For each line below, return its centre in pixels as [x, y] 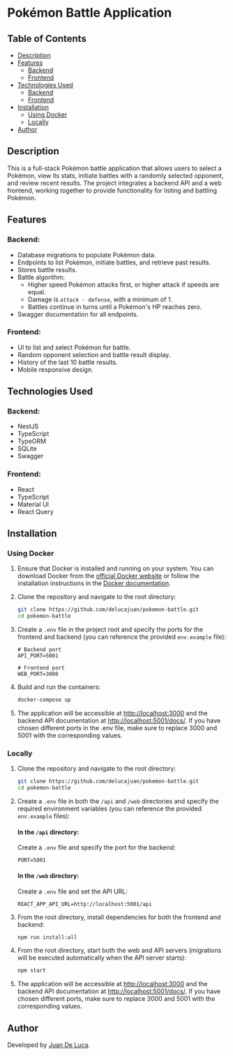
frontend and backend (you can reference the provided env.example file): [122, 637]
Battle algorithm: [41, 277]
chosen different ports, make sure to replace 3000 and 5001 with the [116, 999]
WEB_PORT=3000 [38, 674]
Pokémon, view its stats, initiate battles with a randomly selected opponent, [115, 175]
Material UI [33, 504]
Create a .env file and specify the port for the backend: [96, 847]
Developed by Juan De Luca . [49, 1045]
